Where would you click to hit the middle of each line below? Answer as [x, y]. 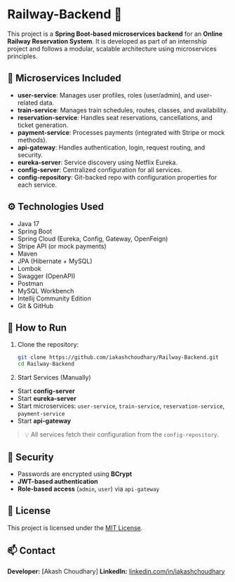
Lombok [29, 268]
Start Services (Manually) [54, 378]
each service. [37, 185]
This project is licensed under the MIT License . [75, 528]
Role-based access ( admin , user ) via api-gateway [88, 489]
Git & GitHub [35, 305]
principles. [22, 56]
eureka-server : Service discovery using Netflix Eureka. [97, 162]
